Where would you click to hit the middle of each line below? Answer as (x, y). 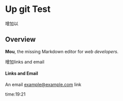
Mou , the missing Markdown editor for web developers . (62, 51)
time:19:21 (15, 94)
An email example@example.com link (43, 84)
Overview (21, 40)
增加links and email (25, 62)
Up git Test (28, 9)
